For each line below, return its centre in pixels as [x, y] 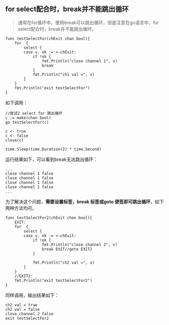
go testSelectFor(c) [27, 122]
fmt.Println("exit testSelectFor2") [54, 280]
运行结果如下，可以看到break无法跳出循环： [52, 159]
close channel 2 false [29, 314]
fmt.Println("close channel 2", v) [79, 245]
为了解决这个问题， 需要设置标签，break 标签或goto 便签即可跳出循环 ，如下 [85, 201]
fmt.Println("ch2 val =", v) [64, 262]
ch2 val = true [21, 305]
